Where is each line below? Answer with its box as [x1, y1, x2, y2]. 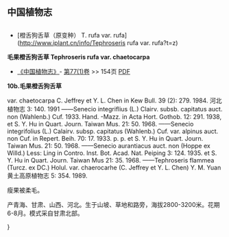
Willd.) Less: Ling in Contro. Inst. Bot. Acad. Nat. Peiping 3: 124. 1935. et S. [7, 149, 217, 157]
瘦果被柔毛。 [7, 186, 43, 194]
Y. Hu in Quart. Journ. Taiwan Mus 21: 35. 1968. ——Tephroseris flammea [7, 156, 215, 164]
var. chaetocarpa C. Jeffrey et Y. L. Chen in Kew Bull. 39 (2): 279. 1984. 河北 [7, 96, 222, 104]
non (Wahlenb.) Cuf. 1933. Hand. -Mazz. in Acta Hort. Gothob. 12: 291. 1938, [7, 112, 222, 121]
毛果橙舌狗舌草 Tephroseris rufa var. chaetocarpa [7, 53, 150, 61]
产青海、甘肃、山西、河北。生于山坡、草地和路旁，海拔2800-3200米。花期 [7, 200, 220, 208]
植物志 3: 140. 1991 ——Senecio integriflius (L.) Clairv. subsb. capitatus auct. [7, 104, 223, 113]
